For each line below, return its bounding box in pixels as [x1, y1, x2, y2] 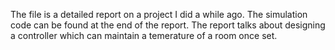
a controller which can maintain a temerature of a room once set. [10, 30, 278, 41]
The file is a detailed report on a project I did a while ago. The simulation [10, 9, 308, 20]
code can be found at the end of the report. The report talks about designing [10, 19, 326, 31]
